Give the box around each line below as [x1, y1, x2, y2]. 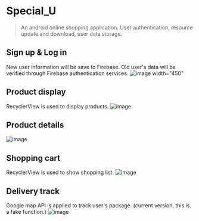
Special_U [6, 4, 57, 18]
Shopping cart [6, 153, 61, 163]
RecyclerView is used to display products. [6, 102, 109, 110]
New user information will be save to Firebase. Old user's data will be [6, 63, 176, 70]
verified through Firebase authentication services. [6, 70, 129, 77]
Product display [6, 87, 66, 97]
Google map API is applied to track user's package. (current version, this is [6, 202, 190, 209]
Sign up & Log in [6, 48, 67, 58]
